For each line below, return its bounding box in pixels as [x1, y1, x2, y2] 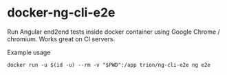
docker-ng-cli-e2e [7, 5, 116, 21]
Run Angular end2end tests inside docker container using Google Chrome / [7, 28, 220, 36]
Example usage [7, 48, 51, 56]
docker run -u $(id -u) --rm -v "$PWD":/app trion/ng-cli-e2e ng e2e [7, 61, 211, 68]
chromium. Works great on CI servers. [7, 34, 116, 43]
